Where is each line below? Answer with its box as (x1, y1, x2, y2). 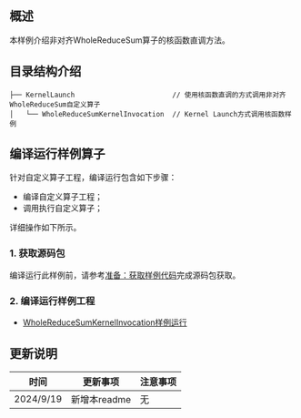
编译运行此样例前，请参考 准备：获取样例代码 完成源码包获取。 (9, 270, 241, 280)
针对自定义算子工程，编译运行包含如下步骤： (9, 172, 177, 183)
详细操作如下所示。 (9, 222, 82, 233)
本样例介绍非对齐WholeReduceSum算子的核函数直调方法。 (9, 35, 230, 46)
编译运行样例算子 (9, 147, 105, 162)
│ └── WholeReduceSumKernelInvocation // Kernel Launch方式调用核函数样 (9, 109, 293, 118)
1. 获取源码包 (9, 247, 65, 260)
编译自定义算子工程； (22, 191, 103, 202)
